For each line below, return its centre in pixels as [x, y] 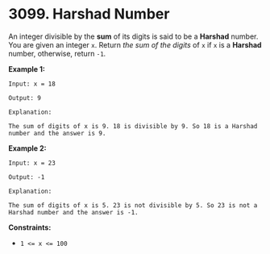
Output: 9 [25, 98]
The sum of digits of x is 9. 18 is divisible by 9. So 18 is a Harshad [133, 126]
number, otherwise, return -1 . [57, 53]
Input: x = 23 [32, 163]
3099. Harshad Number [89, 14]
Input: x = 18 [32, 84]
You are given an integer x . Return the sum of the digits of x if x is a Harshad [135, 44]
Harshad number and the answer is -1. [73, 212]
